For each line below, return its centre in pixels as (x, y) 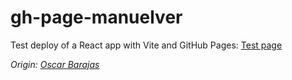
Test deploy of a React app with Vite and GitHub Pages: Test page (146, 45)
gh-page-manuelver (96, 17)
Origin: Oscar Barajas (55, 64)
